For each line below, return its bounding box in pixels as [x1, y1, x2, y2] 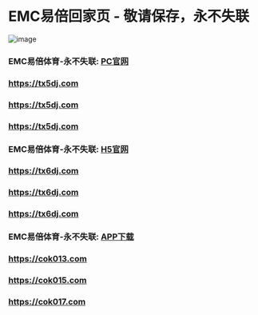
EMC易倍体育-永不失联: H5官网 [8, 143, 129, 154]
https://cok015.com [8, 275, 87, 286]
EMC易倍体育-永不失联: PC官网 [8, 55, 129, 66]
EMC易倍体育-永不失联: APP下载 [8, 231, 134, 242]
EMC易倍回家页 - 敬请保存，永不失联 [8, 7, 250, 26]
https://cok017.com [8, 297, 86, 307]
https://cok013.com [8, 253, 88, 265]
